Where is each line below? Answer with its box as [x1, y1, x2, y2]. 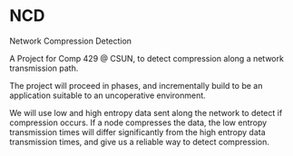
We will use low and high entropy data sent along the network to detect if [9, 107, 283, 118]
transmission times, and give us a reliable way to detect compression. [9, 136, 270, 147]
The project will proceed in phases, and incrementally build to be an [9, 80, 263, 91]
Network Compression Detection [9, 35, 132, 46]
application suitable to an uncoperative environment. [9, 90, 206, 101]
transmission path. [9, 63, 79, 73]
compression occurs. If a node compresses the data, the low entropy [9, 117, 268, 128]
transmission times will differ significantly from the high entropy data [9, 126, 266, 137]
